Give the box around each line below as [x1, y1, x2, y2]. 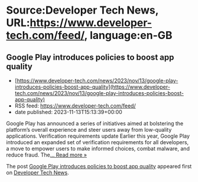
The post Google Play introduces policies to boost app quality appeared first [6, 163, 192, 170]
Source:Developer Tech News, [6, 4, 158, 17]
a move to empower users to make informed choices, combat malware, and [6, 145, 190, 152]
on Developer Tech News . [6, 169, 69, 176]
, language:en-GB [84, 29, 173, 42]
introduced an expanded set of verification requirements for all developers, [6, 139, 189, 145]
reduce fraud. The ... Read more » [6, 151, 87, 158]
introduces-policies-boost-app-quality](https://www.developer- [14, 83, 170, 90]
